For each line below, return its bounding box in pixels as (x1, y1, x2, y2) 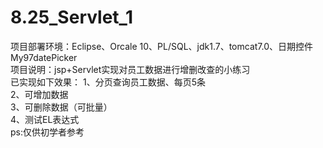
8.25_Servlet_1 (10, 6, 133, 29)
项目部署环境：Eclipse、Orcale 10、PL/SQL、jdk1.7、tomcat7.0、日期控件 (10, 40, 314, 52)
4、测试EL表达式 (10, 113, 80, 125)
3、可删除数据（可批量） (10, 101, 113, 113)
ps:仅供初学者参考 (10, 126, 85, 138)
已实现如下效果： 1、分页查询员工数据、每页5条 (10, 76, 206, 88)
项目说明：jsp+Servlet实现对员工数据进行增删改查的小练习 (10, 63, 251, 75)
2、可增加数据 (10, 88, 69, 100)
